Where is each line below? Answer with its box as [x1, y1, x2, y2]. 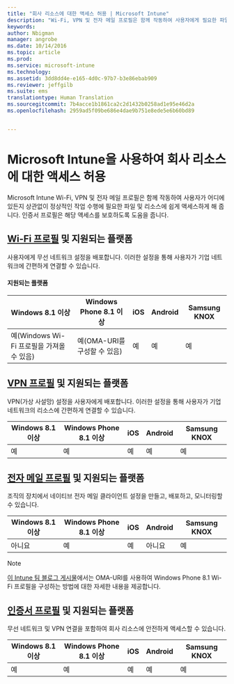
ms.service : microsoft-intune [7, 62, 95, 69]
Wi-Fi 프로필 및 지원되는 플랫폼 [7, 233, 133, 245]
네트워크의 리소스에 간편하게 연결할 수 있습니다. [7, 406, 136, 414]
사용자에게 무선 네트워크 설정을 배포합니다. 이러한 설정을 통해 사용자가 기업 [7, 253, 210, 261]
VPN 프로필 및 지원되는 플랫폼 [7, 377, 129, 390]
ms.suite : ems [7, 88, 49, 95]
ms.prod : [7, 56, 33, 63]
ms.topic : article [7, 49, 61, 56]
